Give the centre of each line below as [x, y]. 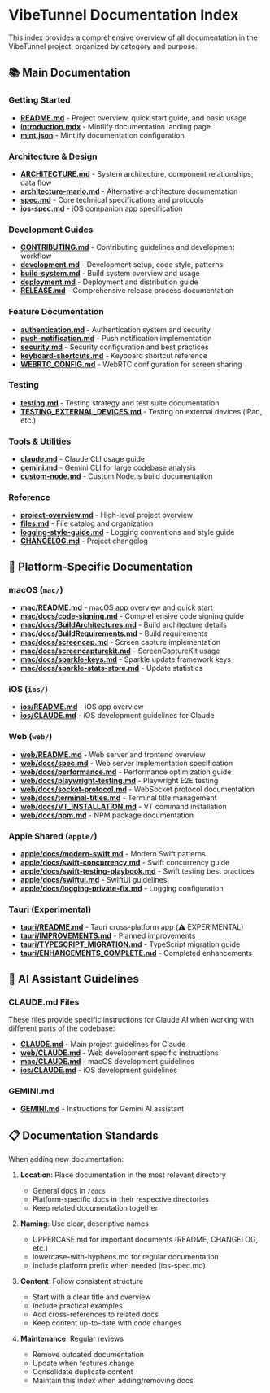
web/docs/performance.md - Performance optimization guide [126, 772]
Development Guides [51, 230]
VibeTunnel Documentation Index [124, 15]
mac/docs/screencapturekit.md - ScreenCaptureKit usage [120, 651]
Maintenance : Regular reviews [72, 1339]
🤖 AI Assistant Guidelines [74, 979]
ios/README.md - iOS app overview [82, 707]
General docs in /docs [69, 1191]
